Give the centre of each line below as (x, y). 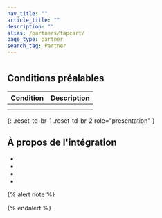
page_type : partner (35, 40)
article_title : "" (34, 20)
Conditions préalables (56, 78)
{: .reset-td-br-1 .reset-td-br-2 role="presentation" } (81, 120)
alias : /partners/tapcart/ (46, 33)
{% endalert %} (29, 208)
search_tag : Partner (37, 46)
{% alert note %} (31, 194)
